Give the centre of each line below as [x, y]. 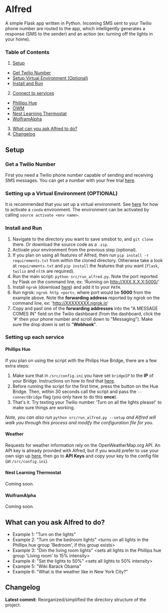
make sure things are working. [43, 407]
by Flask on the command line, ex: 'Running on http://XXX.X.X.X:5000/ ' [86, 282]
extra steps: [17, 365]
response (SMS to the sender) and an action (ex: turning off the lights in [79, 34]
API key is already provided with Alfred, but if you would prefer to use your [82, 450]
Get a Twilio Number [30, 164]
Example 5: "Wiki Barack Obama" [47, 566]
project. [13, 605]
